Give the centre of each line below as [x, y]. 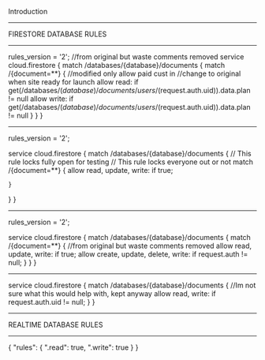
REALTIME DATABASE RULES [56, 324]
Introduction [28, 11]
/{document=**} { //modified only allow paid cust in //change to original [125, 73]
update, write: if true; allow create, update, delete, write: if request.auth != [128, 254]
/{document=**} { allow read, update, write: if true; [91, 170]
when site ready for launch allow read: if [73, 82]
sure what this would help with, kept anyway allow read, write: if [112, 294]
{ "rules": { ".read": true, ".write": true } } [73, 347]
